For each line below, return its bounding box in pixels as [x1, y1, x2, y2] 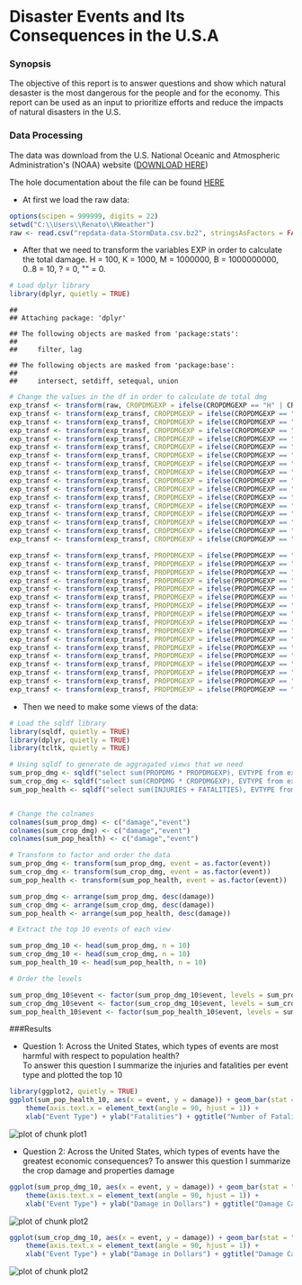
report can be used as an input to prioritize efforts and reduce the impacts [9, 97, 284, 108]
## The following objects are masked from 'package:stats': [9, 330, 240, 339]
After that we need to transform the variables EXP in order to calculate [22, 245, 283, 256]
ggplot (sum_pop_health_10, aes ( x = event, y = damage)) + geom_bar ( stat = [9, 1096, 296, 1105]
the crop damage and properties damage [22, 1164, 175, 1176]
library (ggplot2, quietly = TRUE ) [9, 1087, 139, 1096]
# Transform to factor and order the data [9, 851, 171, 860]
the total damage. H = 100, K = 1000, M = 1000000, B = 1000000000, [22, 254, 279, 265]
